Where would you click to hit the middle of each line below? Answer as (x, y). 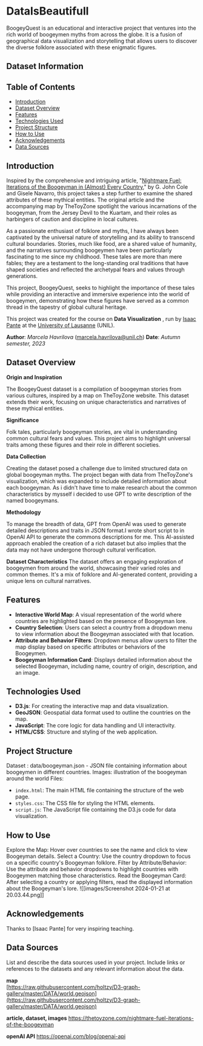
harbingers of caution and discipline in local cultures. (72, 219)
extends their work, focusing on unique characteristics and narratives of (96, 402)
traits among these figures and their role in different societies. (83, 445)
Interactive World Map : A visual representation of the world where (98, 615)
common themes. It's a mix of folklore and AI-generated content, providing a (102, 574)
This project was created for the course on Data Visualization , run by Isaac (101, 319)
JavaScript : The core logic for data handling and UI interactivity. (95, 726)
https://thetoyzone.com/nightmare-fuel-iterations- (131, 1018)
